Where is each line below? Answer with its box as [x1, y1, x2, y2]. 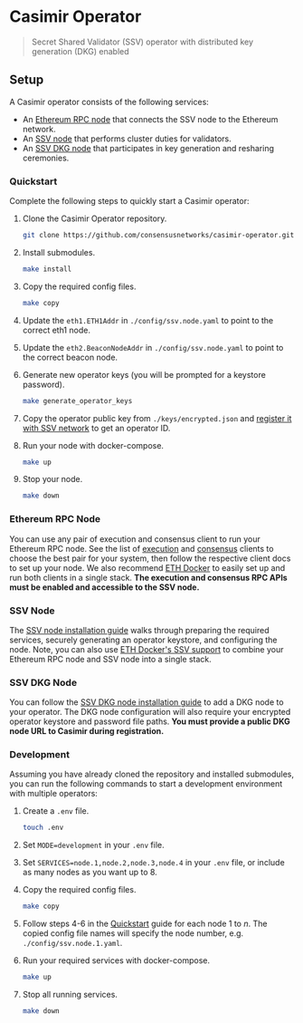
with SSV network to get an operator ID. [22, 422, 171, 433]
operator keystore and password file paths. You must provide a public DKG [9, 716, 291, 727]
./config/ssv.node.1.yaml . [22, 938, 123, 949]
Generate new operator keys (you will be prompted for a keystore [22, 369, 267, 380]
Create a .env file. [22, 806, 90, 816]
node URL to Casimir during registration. [9, 726, 165, 737]
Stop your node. [22, 474, 83, 485]
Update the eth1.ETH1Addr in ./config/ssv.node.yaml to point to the [22, 314, 274, 325]
